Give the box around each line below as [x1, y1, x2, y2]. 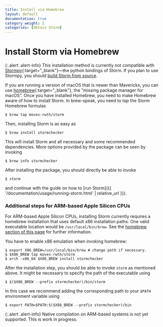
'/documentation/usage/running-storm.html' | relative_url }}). [5, 191, 127, 196]
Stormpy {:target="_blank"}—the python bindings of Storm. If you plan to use [5, 68, 159, 74]
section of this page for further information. [5, 229, 92, 235]
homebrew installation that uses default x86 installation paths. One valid [5, 219, 149, 225]
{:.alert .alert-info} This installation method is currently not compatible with [5, 62, 155, 68]
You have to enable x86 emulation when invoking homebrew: [5, 238, 127, 244]
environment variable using [5, 293, 60, 299]
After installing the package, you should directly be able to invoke [5, 167, 136, 173]
